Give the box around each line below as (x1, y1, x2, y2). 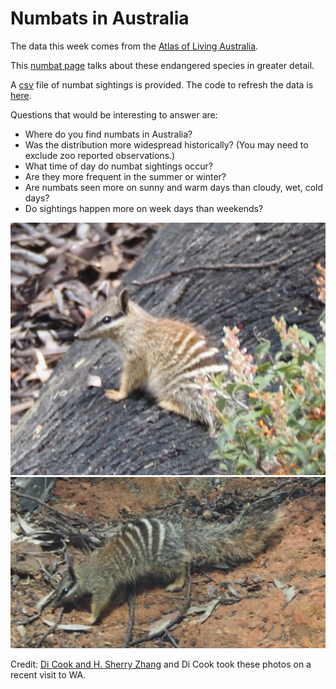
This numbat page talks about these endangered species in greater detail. (10, 59, 315, 71)
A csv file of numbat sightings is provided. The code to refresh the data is (10, 78, 314, 91)
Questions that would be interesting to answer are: (10, 108, 218, 121)
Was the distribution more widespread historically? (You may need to (24, 138, 309, 151)
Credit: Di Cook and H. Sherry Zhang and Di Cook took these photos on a (10, 658, 312, 671)
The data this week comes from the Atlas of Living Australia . (10, 40, 259, 52)
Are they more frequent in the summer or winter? (24, 170, 227, 182)
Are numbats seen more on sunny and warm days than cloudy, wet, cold (24, 181, 324, 193)
